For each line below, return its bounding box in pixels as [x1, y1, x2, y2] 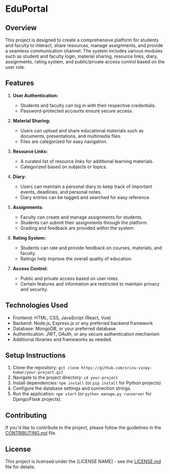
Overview [5, 23, 37, 32]
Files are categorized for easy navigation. [20, 138, 108, 145]
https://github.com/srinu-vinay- [81, 366, 152, 371]
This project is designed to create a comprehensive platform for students [5, 37, 159, 43]
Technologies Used [5, 301, 68, 310]
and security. [20, 286, 48, 292]
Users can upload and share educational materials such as [20, 127, 144, 133]
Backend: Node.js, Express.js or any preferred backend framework [12, 320, 153, 326]
